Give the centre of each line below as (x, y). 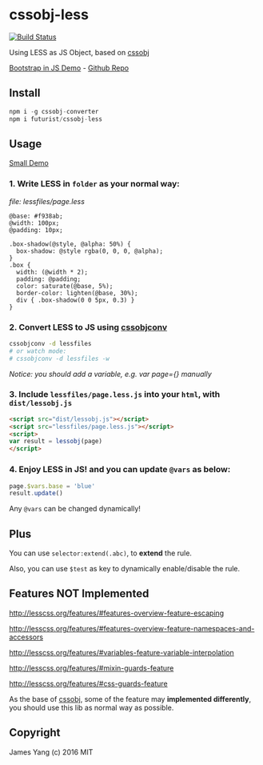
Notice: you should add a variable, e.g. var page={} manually (110, 374)
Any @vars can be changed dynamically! (75, 509)
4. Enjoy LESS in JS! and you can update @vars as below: (120, 470)
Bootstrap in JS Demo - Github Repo (69, 68)
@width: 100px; (34, 223)
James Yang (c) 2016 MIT (51, 752)
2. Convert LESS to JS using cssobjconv (88, 327)
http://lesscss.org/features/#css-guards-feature (89, 683)
